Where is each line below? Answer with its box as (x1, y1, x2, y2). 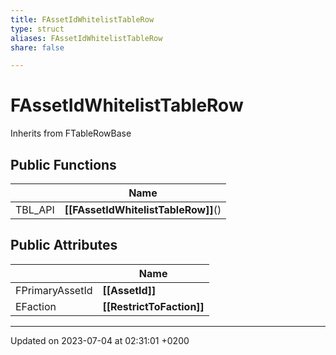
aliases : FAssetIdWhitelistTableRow (10, 33, 163, 43)
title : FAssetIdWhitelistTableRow (10, 14, 155, 25)
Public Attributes (10, 237, 118, 254)
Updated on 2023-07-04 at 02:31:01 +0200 (10, 334, 190, 346)
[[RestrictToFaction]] (102, 299, 205, 313)
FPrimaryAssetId (15, 283, 93, 297)
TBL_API (15, 203, 55, 216)
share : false (10, 42, 65, 53)
